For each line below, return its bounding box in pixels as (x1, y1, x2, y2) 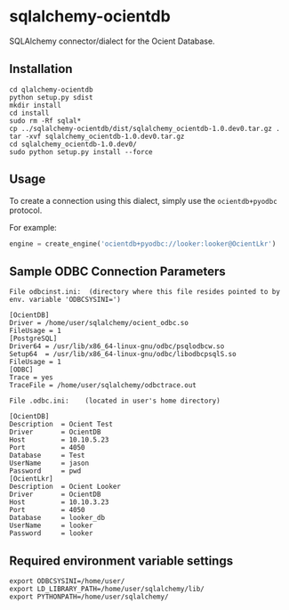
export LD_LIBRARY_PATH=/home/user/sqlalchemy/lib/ (9, 585, 205, 594)
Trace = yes (9, 373, 53, 382)
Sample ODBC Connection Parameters (9, 264, 226, 279)
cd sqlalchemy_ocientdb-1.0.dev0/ (9, 140, 138, 149)
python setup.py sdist (9, 93, 93, 102)
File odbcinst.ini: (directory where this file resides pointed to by (9, 288, 280, 297)
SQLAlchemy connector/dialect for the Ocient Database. (9, 36, 215, 46)
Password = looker (9, 529, 93, 538)
